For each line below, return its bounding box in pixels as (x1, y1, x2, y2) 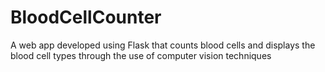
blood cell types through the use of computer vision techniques (10, 49, 272, 61)
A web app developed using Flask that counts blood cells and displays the (10, 39, 316, 51)
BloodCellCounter (10, 6, 162, 29)
